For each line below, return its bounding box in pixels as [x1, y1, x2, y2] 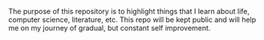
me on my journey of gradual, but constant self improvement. [8, 24, 211, 32]
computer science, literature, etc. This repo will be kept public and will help [8, 15, 257, 24]
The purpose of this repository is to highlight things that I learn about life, [8, 7, 250, 16]
